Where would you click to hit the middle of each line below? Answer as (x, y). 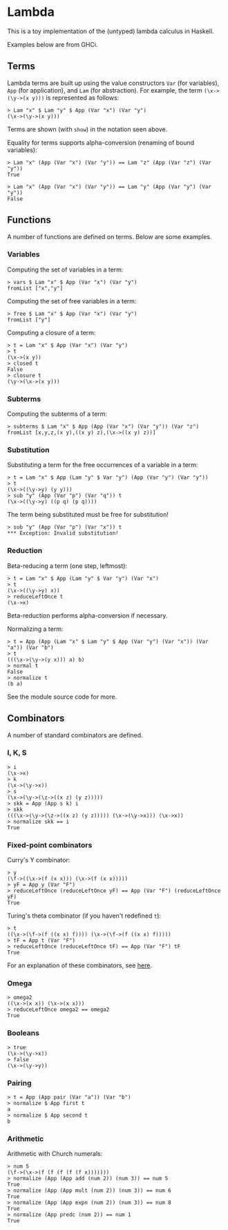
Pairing (20, 1083)
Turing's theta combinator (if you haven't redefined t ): (84, 916)
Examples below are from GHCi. (53, 44)
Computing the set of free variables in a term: (72, 301)
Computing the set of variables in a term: (65, 269)
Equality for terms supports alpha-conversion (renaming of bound (101, 142)
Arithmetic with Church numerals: (55, 1154)
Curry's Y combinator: (39, 860)
